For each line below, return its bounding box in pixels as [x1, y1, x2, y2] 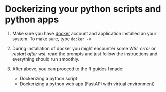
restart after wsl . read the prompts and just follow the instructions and [12, 51, 158, 57]
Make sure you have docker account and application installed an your [12, 30, 157, 36]
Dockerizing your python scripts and [5, 3, 161, 15]
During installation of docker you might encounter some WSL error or [12, 45, 156, 51]
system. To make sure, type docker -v [12, 36, 91, 42]
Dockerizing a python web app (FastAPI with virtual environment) [19, 81, 155, 87]
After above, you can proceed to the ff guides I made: [12, 66, 124, 72]
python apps [5, 14, 59, 25]
